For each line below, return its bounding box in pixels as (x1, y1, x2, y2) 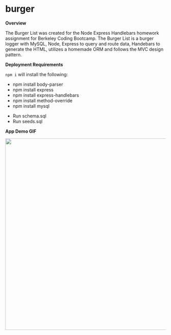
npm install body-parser (12, 81, 64, 87)
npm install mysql (12, 103, 50, 109)
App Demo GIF (5, 128, 37, 134)
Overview (5, 20, 26, 26)
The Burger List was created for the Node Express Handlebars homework (5, 30, 159, 36)
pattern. (5, 52, 22, 58)
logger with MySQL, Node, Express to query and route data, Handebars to (5, 40, 160, 46)
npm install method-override (12, 98, 73, 104)
